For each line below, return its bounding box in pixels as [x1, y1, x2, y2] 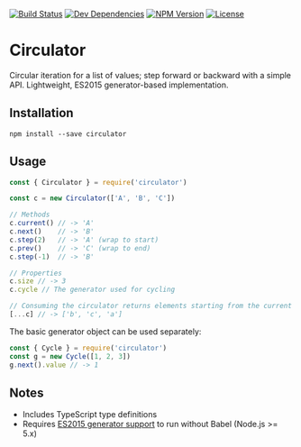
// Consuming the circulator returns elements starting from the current [9, 302, 293, 311]
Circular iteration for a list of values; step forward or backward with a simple [9, 69, 291, 80]
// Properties [9, 269, 63, 278]
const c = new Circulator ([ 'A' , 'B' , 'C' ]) [9, 194, 176, 203]
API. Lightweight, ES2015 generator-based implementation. [9, 79, 229, 90]
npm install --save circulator [9, 129, 127, 139]
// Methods [9, 210, 50, 220]
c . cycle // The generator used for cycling [9, 285, 176, 295]
